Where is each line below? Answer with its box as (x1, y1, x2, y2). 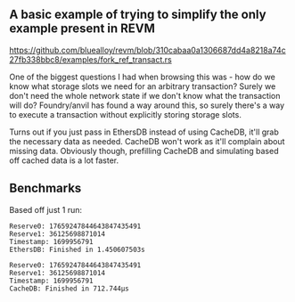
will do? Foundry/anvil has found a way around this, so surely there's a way (9, 100, 285, 110)
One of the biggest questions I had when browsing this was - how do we (9, 71, 276, 82)
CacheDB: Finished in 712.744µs (9, 284, 129, 293)
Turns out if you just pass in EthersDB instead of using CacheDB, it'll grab (9, 127, 279, 137)
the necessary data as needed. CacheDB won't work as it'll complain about (9, 135, 285, 146)
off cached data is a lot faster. (9, 155, 119, 166)
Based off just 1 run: (9, 204, 83, 215)
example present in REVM (9, 21, 156, 37)
